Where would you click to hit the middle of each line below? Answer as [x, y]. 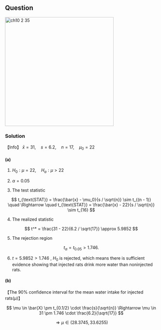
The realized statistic [33, 219]
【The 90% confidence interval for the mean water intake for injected [74, 292]
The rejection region [32, 238]
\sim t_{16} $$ [81, 210]
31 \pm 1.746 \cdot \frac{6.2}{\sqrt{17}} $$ [81, 313]
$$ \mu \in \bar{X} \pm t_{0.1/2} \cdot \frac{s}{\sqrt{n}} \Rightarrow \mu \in [81, 308]
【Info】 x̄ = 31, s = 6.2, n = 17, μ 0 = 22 [50, 148]
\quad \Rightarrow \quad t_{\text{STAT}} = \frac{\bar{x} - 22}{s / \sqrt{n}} [81, 205]
